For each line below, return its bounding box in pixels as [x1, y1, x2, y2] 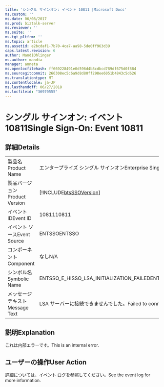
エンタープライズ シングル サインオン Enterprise [39, 165, 148, 171]
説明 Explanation [5, 328, 55, 337]
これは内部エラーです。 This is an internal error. [5, 342, 99, 348]
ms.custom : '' [5, 12, 34, 17]
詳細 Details [5, 143, 40, 151]
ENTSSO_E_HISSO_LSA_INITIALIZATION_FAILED [39, 275, 150, 282]
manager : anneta [5, 62, 38, 67]
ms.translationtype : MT [5, 75, 54, 80]
